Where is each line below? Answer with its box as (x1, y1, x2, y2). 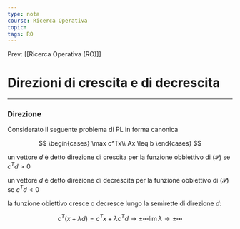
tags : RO (7, 30, 34, 38)
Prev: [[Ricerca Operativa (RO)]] (7, 50, 101, 58)
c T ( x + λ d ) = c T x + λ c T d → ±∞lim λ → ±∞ (57, 213, 183, 223)
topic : (7, 24, 27, 31)
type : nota (7, 10, 40, 18)
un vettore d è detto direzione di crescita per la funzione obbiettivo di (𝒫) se (7, 153, 231, 161)
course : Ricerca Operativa (7, 17, 88, 24)
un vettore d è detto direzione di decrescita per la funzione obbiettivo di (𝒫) (7, 176, 229, 185)
